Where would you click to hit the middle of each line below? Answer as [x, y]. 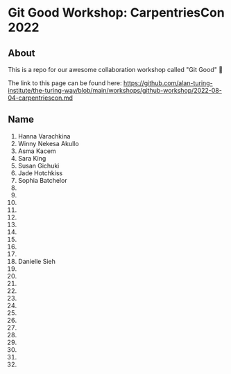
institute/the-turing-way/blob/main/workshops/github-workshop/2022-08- [115, 90]
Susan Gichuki [38, 166]
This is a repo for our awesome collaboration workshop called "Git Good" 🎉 [115, 70]
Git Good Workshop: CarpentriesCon [116, 13]
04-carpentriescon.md [41, 98]
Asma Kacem [37, 151]
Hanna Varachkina [44, 136]
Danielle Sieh [37, 261]
